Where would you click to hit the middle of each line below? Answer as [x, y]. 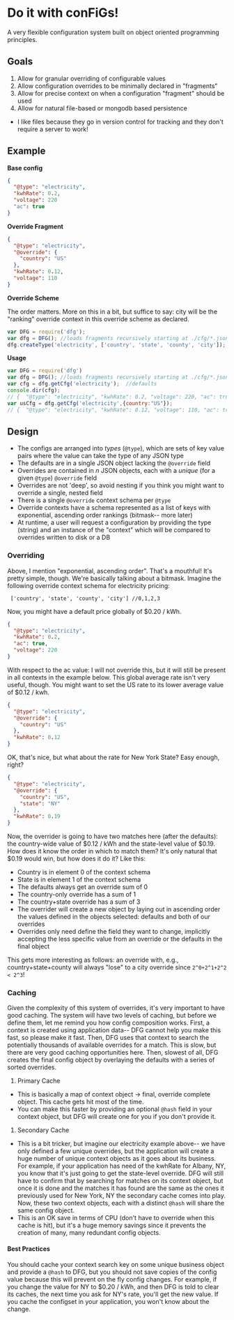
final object [33, 946]
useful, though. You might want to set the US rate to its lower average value [116, 684]
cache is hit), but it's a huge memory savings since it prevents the [112, 1225]
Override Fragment [36, 226]
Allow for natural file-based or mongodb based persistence [102, 108]
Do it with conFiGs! [63, 13]
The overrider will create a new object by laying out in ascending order [119, 909]
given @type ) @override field [57, 478]
